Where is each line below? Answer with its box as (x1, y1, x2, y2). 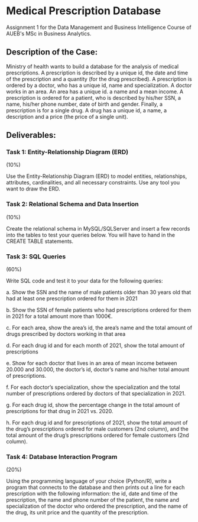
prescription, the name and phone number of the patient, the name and (6, 497, 179, 504)
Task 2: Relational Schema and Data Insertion (6, 200, 139, 208)
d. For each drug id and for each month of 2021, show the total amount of (6, 342, 185, 349)
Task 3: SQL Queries (6, 252, 66, 261)
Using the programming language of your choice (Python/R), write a (6, 478, 171, 485)
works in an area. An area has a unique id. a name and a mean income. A (6, 87, 184, 95)
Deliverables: (6, 130, 56, 140)
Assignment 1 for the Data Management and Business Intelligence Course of (6, 24, 192, 31)
